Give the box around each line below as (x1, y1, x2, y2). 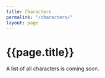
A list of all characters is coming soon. (6, 65, 100, 72)
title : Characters (6, 8, 52, 15)
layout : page (6, 20, 39, 26)
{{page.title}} (6, 45, 74, 59)
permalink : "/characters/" (6, 14, 73, 20)
